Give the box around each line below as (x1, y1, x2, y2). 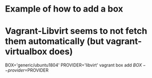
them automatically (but (5, 36, 104, 47)
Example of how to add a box (5, 3, 123, 15)
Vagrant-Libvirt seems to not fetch (5, 26, 147, 37)
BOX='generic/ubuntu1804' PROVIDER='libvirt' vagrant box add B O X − (5, 62, 146, 68)
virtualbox (5, 46, 48, 57)
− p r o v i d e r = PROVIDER (5, 67, 49, 73)
